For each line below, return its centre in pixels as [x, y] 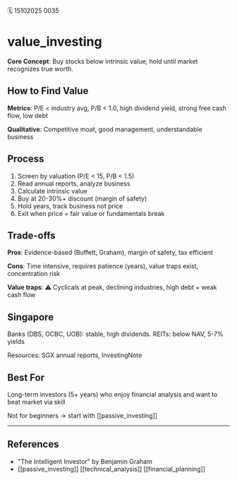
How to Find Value [48, 91]
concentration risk [34, 274]
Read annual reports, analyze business [74, 184]
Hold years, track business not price [70, 206]
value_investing [55, 42]
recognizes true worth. [41, 68]
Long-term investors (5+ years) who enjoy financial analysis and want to [113, 394]
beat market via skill [36, 402]
